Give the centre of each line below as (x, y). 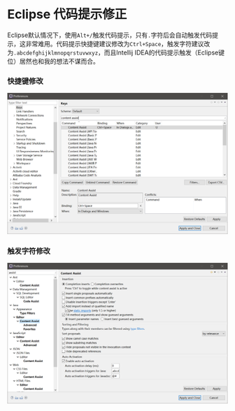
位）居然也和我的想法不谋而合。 (53, 61)
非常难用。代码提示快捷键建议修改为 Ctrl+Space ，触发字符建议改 (118, 43)
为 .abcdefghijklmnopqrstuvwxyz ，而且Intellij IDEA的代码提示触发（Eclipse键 (116, 52)
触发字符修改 (29, 251)
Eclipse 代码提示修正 (67, 14)
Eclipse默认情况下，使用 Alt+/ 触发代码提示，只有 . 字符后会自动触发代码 (110, 35)
